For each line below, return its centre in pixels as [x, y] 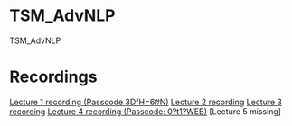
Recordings [53, 77]
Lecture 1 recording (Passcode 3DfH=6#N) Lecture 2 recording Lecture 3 [146, 102]
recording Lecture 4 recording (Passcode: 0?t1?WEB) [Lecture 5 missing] [146, 111]
